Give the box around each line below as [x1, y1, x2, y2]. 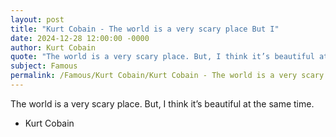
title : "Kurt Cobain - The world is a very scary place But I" [10, 24, 280, 34]
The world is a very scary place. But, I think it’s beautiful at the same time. [10, 97, 315, 110]
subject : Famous [10, 61, 78, 71]
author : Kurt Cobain [10, 42, 97, 53]
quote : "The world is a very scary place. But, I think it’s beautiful [10, 52, 315, 62]
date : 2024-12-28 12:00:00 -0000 [10, 33, 150, 43]
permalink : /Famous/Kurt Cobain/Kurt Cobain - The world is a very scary [10, 71, 325, 81]
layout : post [10, 14, 65, 25]
